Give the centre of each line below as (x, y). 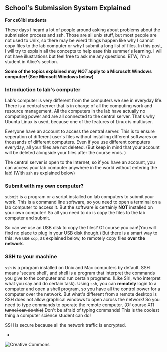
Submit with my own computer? (44, 186)
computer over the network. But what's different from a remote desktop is (81, 294)
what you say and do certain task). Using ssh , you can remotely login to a (81, 283)
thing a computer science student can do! (48, 315)
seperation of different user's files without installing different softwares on (81, 137)
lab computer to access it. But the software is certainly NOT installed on (79, 207)
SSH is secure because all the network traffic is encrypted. (66, 325)
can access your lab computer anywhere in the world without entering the (81, 168)
